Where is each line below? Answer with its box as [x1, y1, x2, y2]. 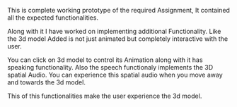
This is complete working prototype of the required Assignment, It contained [7, 6, 230, 14]
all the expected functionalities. [7, 13, 99, 22]
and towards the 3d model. [7, 78, 86, 87]
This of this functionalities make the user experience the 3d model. [7, 92, 202, 100]
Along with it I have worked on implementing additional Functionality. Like [7, 27, 221, 35]
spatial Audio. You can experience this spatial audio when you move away [7, 70, 223, 79]
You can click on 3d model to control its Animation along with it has [7, 56, 203, 64]
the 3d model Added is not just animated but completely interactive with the [7, 34, 229, 43]
